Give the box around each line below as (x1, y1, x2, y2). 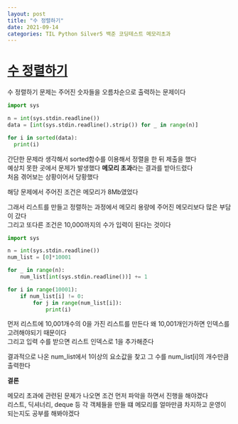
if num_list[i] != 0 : (20, 293, 84, 300)
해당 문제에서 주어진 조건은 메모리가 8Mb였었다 (7, 187, 139, 196)
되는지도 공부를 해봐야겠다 (7, 409, 80, 418)
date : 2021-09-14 (7, 23, 59, 31)
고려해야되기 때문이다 (7, 328, 67, 337)
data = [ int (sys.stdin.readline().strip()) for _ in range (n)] (7, 121, 199, 129)
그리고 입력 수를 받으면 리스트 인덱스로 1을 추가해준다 (7, 337, 154, 346)
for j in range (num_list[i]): (33, 299, 122, 306)
